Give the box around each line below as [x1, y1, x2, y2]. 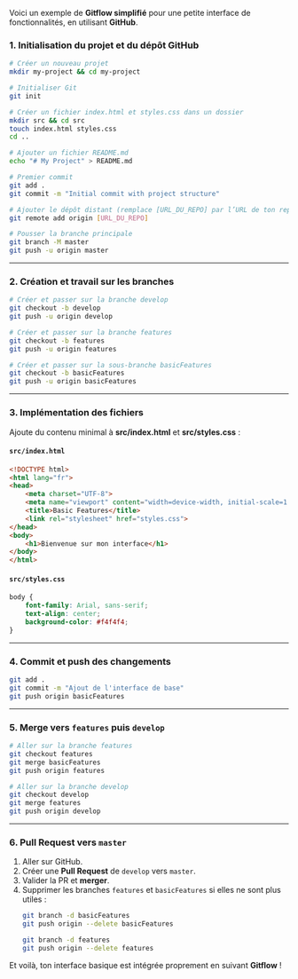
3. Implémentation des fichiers [9, 407, 144, 419]
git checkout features [9, 749, 93, 758]
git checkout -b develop [9, 304, 101, 313]
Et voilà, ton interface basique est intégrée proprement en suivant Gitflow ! [9, 959, 282, 970]
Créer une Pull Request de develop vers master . [21, 865, 197, 877]
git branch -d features [21, 936, 111, 944]
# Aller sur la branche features [9, 741, 133, 751]
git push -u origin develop [9, 312, 114, 321]
